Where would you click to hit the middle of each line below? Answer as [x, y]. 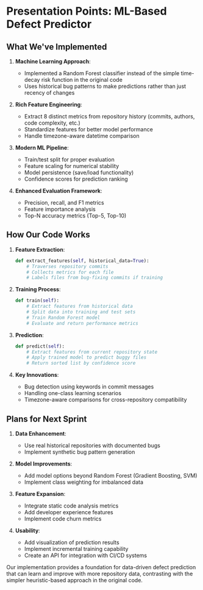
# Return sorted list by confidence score [81, 363]
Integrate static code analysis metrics [71, 506]
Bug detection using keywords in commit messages [89, 387]
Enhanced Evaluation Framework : [59, 191]
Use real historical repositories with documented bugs [92, 445]
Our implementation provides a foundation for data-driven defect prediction [101, 567]
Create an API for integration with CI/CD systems [86, 555]
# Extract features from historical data [80, 307]
